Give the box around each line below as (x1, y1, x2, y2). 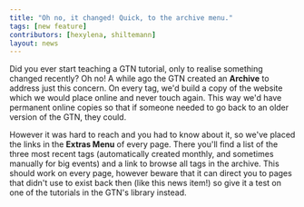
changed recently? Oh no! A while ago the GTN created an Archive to (9, 74, 270, 84)
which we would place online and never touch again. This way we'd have (9, 93, 282, 103)
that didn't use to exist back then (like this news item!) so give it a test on (9, 178, 282, 189)
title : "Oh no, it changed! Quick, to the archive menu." (9, 13, 233, 23)
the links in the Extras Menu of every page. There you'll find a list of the (9, 139, 279, 150)
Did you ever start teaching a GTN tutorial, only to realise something (9, 64, 263, 74)
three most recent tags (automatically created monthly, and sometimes (9, 149, 274, 160)
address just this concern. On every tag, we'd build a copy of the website (9, 83, 283, 94)
